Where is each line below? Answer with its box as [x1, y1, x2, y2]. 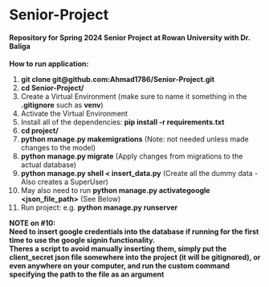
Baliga [9, 41, 31, 51]
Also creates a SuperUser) [20, 177, 109, 187]
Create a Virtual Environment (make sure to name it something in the [20, 92, 247, 101]
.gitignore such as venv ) [20, 100, 104, 110]
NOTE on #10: [9, 219, 56, 228]
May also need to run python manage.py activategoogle [20, 186, 211, 195]
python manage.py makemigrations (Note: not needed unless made [20, 134, 249, 144]
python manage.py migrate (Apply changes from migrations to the [20, 151, 243, 162]
